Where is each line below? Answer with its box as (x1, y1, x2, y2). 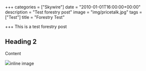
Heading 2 (5, 38, 37, 46)
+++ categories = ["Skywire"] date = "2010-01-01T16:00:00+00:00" (5, 4, 141, 10)
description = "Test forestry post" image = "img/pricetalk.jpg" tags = (5, 9, 142, 15)
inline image (10, 60, 34, 66)
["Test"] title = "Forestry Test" (5, 14, 65, 20)
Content (5, 50, 21, 56)
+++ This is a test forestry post (5, 24, 67, 29)
